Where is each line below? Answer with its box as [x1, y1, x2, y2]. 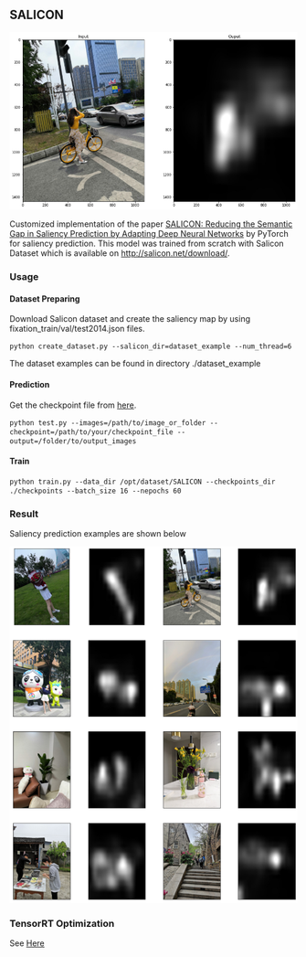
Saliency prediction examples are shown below [9, 528, 187, 539]
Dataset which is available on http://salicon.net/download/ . [9, 248, 230, 259]
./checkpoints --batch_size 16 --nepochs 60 [9, 486, 182, 495]
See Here [9, 938, 46, 949]
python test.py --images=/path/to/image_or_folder [9, 418, 206, 428]
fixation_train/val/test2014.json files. [9, 324, 145, 335]
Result [9, 507, 39, 520]
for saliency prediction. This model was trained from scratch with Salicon [9, 238, 285, 250]
